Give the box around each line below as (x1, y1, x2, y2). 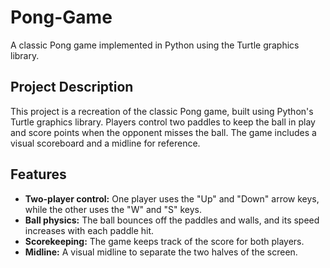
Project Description (10, 79, 134, 96)
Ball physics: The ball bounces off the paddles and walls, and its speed (24, 214, 320, 226)
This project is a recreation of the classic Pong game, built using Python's (10, 105, 314, 117)
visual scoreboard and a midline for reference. (10, 137, 201, 149)
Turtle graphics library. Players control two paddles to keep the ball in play (10, 116, 316, 128)
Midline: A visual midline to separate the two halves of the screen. (24, 246, 298, 258)
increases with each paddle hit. (24, 224, 155, 236)
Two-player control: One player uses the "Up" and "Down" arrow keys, (24, 192, 320, 205)
